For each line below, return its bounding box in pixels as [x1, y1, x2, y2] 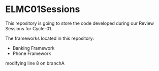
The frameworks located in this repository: [5, 35, 94, 41]
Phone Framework [12, 50, 51, 56]
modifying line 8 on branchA [5, 60, 65, 66]
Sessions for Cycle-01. [5, 25, 53, 31]
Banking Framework [12, 45, 55, 51]
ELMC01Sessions [5, 4, 80, 15]
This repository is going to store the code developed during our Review [5, 20, 154, 26]
